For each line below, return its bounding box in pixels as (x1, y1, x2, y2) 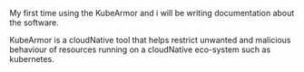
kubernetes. (9, 54, 54, 64)
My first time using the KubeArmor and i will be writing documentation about (9, 8, 295, 18)
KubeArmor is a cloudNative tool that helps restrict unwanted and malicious (9, 35, 291, 45)
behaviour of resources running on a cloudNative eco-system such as (9, 44, 271, 55)
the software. (9, 17, 59, 28)
